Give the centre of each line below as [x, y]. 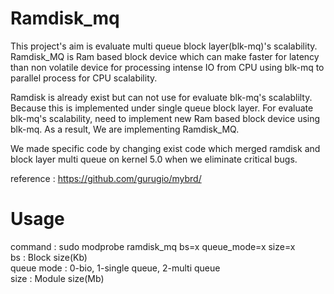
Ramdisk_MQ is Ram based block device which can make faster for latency [165, 56]
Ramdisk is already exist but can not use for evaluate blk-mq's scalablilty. [161, 97]
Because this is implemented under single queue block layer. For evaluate [162, 108]
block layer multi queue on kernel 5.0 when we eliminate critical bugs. [154, 159]
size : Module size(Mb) [57, 278]
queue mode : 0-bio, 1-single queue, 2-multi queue [115, 268]
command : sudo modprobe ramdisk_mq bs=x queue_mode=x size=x [153, 246]
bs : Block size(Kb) [49, 257]
